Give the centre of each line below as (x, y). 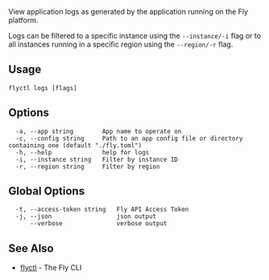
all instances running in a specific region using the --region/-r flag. (121, 44)
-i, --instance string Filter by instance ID (97, 159)
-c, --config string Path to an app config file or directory (129, 138)
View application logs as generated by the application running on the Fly (128, 12)
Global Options (47, 191)
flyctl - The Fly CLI (51, 268)
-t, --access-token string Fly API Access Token (102, 210)
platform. (23, 20)
